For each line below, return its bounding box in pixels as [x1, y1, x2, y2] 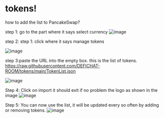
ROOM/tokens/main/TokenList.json [5, 68, 76, 74]
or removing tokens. [5, 107, 46, 113]
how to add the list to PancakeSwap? [5, 19, 80, 25]
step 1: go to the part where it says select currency [5, 29, 108, 35]
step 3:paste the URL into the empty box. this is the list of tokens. [5, 57, 137, 63]
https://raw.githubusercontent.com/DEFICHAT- [5, 63, 100, 69]
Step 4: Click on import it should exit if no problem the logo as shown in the [5, 87, 158, 93]
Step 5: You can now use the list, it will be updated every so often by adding [5, 102, 159, 108]
